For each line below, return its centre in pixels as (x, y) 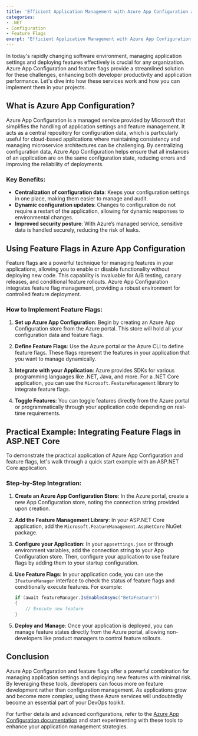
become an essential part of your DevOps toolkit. (66, 702)
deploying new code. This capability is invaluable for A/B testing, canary (94, 275)
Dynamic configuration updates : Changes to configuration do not (95, 205)
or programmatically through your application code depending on (94, 407)
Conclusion (28, 657)
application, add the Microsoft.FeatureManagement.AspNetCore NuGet (98, 526)
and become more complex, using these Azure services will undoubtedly (95, 696)
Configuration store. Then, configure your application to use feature (97, 557)
